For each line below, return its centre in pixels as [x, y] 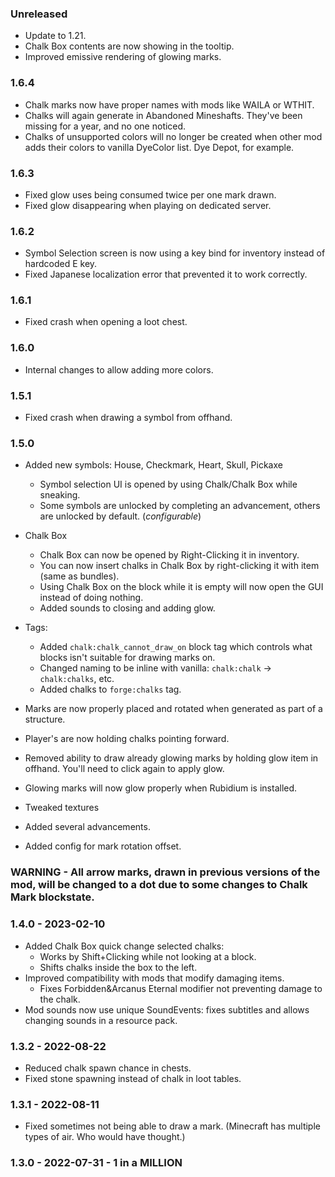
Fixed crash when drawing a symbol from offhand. [128, 418]
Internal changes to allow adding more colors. [119, 369]
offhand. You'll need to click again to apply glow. [124, 769]
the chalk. [60, 999]
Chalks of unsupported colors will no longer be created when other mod [173, 136]
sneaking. [60, 495]
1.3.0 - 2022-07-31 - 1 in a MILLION [96, 1163]
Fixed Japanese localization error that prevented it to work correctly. [166, 274]
